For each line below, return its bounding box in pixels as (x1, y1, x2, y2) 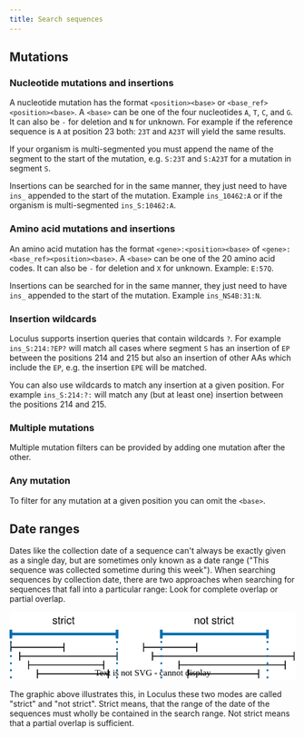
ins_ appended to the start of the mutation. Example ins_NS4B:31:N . (9, 290, 262, 300)
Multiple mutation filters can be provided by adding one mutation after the (9, 442, 286, 453)
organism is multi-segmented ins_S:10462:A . (9, 200, 177, 211)
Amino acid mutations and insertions (9, 222, 175, 235)
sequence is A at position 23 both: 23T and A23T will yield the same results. (9, 126, 286, 137)
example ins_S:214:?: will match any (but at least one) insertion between (9, 388, 284, 399)
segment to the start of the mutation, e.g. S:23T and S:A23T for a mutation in (9, 153, 292, 164)
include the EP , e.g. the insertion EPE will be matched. (9, 361, 207, 372)
